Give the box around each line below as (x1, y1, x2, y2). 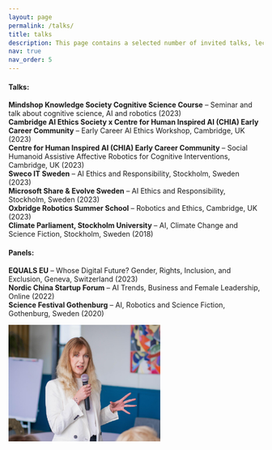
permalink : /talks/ (8, 21, 74, 30)
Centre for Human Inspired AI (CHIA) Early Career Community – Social (8, 143, 249, 153)
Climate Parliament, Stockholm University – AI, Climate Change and (8, 221, 239, 230)
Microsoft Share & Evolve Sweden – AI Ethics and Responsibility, (8, 186, 226, 196)
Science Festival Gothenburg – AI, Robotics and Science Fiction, (8, 300, 225, 310)
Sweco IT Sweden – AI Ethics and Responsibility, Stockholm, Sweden (8, 169, 240, 178)
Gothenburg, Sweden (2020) (8, 309, 104, 319)
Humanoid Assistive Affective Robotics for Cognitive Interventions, (8, 152, 231, 161)
